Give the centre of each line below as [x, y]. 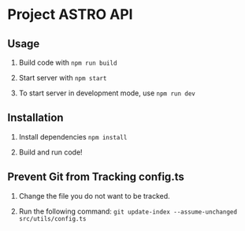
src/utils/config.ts [52, 218]
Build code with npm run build [68, 62]
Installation [35, 118]
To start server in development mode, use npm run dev [107, 93]
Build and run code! [51, 152]
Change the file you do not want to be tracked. [94, 196]
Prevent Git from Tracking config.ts [96, 177]
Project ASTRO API [70, 15]
